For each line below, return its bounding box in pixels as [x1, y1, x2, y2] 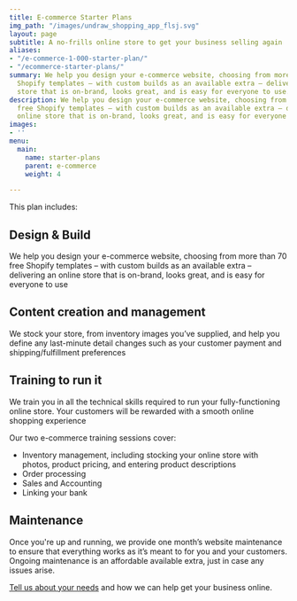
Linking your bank [21, 487, 88, 497]
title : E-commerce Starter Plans [9, 12, 133, 22]
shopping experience [9, 415, 87, 425]
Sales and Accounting [21, 478, 103, 488]
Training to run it [9, 373, 103, 388]
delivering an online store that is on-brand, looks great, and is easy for [9, 269, 265, 280]
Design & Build [9, 227, 91, 242]
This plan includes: [9, 201, 78, 213]
